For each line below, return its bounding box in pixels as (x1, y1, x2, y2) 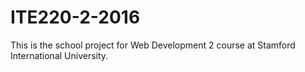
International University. (10, 49, 109, 61)
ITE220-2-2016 (10, 6, 141, 29)
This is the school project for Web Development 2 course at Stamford (10, 39, 296, 51)
